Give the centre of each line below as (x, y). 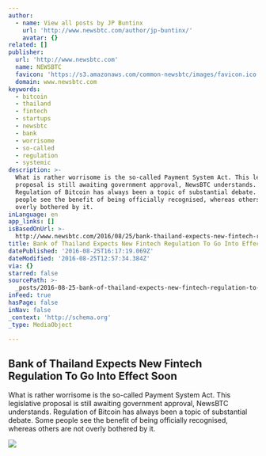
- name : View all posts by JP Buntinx (80, 23)
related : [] (28, 45)
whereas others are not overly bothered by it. (82, 429)
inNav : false (30, 310)
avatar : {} (40, 38)
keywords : (25, 89)
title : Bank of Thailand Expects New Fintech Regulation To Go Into (123, 244)
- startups (33, 119)
